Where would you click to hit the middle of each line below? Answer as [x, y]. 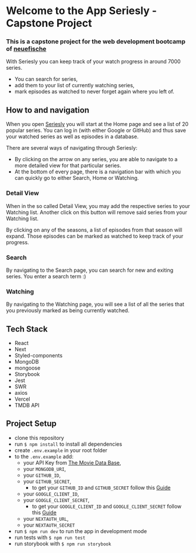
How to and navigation [48, 110]
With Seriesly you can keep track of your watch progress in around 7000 [93, 62]
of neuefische [26, 49]
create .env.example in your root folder [61, 450]
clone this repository [39, 438]
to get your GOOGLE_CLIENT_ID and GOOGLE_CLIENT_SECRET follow [107, 506]
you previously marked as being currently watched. [68, 310]
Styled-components [38, 355]
